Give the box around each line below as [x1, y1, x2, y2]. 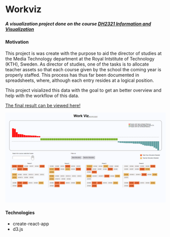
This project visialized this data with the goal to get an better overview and [5, 87, 162, 93]
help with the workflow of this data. [5, 93, 79, 99]
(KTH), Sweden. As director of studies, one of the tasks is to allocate [5, 61, 149, 67]
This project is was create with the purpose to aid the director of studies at [5, 50, 162, 56]
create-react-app [12, 221, 49, 227]
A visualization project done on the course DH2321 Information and [5, 20, 151, 26]
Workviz [5, 4, 42, 15]
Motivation [5, 39, 29, 45]
